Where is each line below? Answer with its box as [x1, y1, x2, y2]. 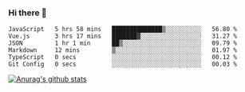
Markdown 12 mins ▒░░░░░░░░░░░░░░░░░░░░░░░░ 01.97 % [8, 46, 238, 54]
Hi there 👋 [8, 7, 48, 18]
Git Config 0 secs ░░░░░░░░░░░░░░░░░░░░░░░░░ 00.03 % [8, 60, 238, 69]
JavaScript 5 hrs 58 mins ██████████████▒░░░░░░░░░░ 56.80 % [8, 26, 238, 34]
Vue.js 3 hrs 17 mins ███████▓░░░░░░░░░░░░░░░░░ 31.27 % [8, 32, 238, 41]
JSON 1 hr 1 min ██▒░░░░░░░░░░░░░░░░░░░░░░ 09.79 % [8, 39, 238, 47]
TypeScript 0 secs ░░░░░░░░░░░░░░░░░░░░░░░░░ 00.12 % [8, 54, 238, 62]
